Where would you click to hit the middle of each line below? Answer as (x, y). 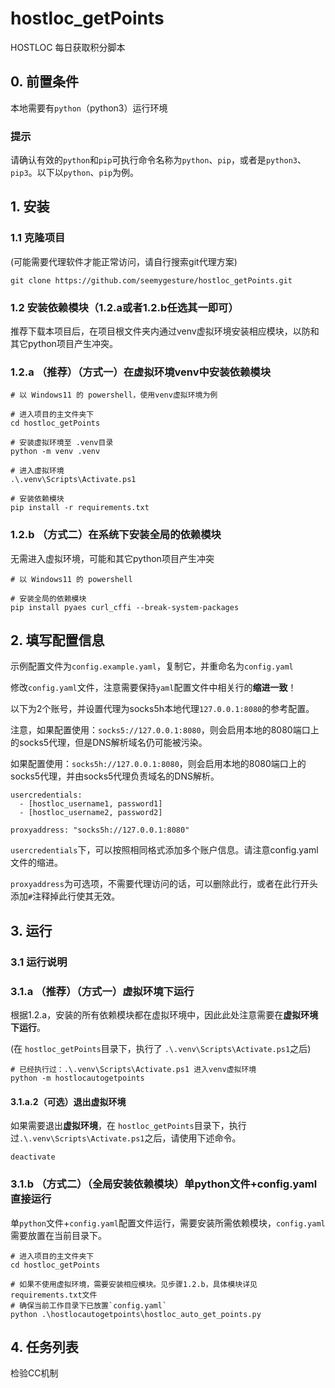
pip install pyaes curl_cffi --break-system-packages (125, 607)
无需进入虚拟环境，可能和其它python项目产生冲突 (112, 558)
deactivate (33, 1157)
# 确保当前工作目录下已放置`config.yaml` (89, 1305)
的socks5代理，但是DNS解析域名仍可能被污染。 (109, 743)
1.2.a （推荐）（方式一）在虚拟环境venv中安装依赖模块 (140, 372)
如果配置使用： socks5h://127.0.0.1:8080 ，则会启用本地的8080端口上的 (158, 764)
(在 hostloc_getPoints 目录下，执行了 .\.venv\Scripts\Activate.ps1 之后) (161, 1049)
